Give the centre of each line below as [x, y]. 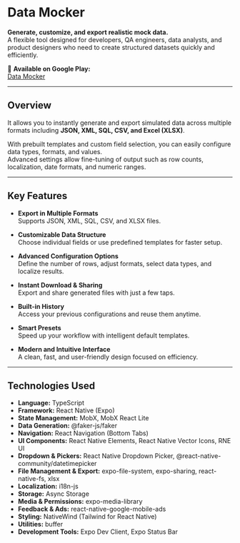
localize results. [41, 271]
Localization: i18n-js [48, 487]
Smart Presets [40, 328]
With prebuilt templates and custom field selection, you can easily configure [119, 144]
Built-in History [41, 306]
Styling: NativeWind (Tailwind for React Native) [87, 517]
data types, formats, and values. [55, 151]
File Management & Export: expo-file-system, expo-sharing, [107, 471]
